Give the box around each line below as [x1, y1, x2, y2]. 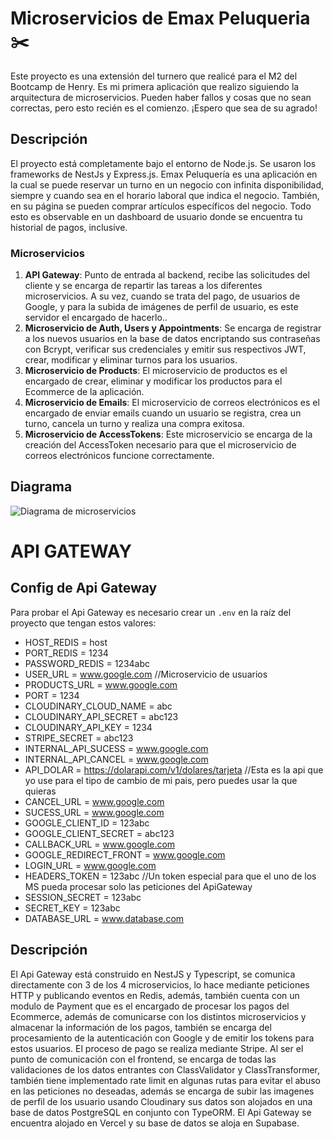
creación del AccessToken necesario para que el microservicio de [24, 439, 297, 451]
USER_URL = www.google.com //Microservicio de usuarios [24, 668, 268, 680]
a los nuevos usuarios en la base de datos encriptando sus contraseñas [24, 333, 321, 345]
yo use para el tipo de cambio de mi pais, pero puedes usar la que [24, 774, 298, 786]
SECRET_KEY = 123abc [24, 902, 121, 914]
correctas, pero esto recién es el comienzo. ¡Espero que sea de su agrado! [10, 102, 318, 114]
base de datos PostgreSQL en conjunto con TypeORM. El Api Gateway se [10, 1106, 312, 1118]
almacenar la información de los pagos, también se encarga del [10, 1021, 272, 1033]
